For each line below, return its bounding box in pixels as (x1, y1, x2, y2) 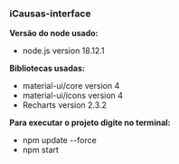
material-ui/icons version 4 (22, 90, 124, 101)
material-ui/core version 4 (22, 81, 120, 92)
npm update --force (22, 135, 97, 146)
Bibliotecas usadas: (9, 63, 86, 74)
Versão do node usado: (9, 28, 99, 39)
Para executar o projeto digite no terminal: (9, 117, 171, 129)
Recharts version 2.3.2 (22, 100, 107, 111)
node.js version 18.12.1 (22, 45, 105, 56)
